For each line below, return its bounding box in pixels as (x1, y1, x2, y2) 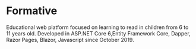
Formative (6, 4, 58, 18)
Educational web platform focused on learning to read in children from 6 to (6, 24, 189, 31)
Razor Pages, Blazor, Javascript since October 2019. (6, 36, 135, 43)
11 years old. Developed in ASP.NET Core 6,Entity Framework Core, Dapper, (6, 30, 191, 37)
